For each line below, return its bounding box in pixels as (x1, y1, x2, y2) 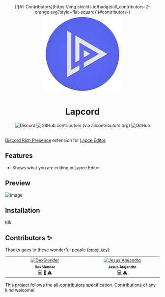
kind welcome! (5, 287, 35, 293)
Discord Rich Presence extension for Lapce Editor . (5, 137, 107, 143)
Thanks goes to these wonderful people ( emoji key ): (5, 247, 111, 253)
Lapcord (65, 106, 100, 117)
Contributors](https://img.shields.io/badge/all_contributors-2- (25, 4, 150, 9)
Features (5, 151, 33, 160)
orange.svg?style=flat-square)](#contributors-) (34, 9, 131, 15)
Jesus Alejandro (108, 264, 137, 269)
